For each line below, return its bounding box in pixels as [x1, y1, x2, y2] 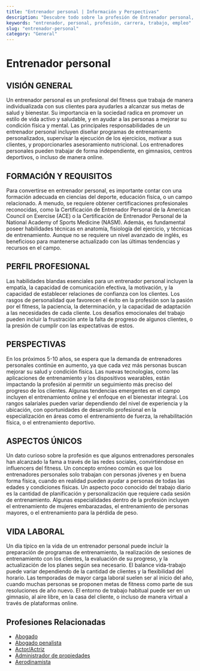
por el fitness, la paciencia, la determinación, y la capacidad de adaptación [6, 303, 191, 310]
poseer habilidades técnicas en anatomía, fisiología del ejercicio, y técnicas [6, 225, 193, 232]
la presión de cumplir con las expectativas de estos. [6, 321, 135, 329]
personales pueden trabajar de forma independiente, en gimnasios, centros [6, 147, 193, 154]
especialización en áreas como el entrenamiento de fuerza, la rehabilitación [6, 412, 193, 420]
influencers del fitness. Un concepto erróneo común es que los [6, 464, 162, 472]
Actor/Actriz [14, 646, 45, 652]
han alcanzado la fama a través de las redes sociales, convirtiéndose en [6, 459, 184, 466]
